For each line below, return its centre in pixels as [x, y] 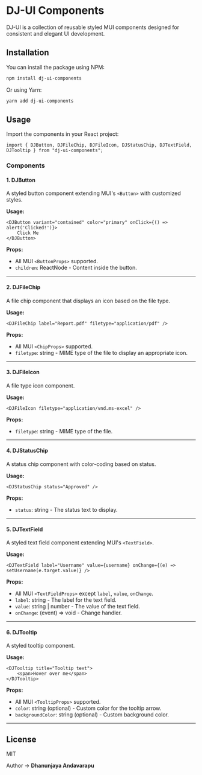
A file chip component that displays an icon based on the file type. [88, 301]
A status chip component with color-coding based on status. [81, 464]
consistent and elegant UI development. [56, 33]
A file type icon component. [41, 385]
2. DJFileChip [23, 287]
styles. [14, 200]
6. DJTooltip [22, 632]
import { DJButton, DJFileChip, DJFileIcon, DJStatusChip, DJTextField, [99, 145]
